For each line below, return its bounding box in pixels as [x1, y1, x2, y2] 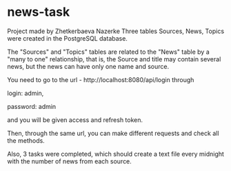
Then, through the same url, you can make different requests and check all [7, 129, 219, 137]
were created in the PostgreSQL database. [7, 34, 128, 42]
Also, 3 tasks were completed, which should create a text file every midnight [7, 150, 224, 158]
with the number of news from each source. [7, 157, 132, 165]
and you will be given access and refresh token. [7, 115, 143, 124]
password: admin [7, 102, 57, 110]
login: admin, [7, 89, 44, 97]
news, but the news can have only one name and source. [7, 62, 170, 70]
